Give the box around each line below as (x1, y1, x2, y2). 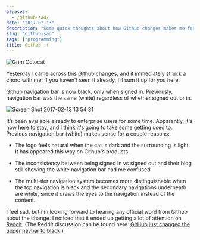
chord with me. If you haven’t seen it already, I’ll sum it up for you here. (6, 76, 180, 84)
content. (14, 196, 36, 204)
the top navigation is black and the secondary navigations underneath (14, 183, 186, 191)
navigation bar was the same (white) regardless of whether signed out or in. (6, 94, 192, 101)
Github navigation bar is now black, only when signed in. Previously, (6, 88, 173, 95)
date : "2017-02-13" (6, 20, 55, 26)
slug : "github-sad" (6, 31, 55, 37)
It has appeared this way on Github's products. (14, 147, 130, 155)
